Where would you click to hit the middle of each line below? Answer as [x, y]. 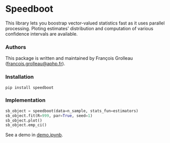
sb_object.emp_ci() [26, 125]
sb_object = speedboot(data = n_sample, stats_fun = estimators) [72, 111]
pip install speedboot [29, 87]
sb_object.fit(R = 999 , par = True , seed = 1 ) [49, 115]
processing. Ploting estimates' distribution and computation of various [79, 28]
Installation [20, 77]
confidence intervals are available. [41, 34]
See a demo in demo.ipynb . [34, 135]
